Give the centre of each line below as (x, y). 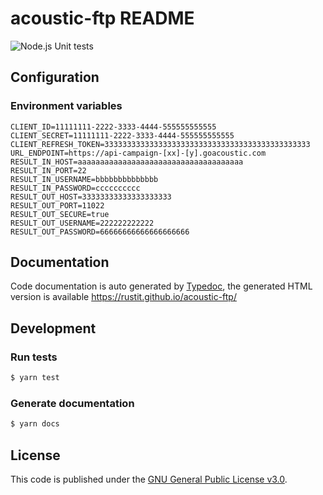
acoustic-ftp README (102, 18)
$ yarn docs (35, 424)
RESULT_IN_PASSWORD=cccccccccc (75, 188)
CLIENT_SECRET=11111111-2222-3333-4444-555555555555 (122, 135)
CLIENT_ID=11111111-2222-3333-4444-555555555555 (113, 127)
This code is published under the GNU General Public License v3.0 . (149, 479)
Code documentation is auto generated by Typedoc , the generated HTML (161, 286)
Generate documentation (72, 403)
